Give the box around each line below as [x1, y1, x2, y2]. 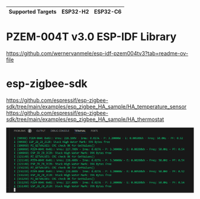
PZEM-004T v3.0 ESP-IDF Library [6, 30, 177, 43]
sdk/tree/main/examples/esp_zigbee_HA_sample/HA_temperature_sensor [6, 102, 187, 110]
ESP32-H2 [61, 8, 89, 15]
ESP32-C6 [94, 8, 122, 15]
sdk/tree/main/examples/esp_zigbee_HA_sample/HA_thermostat [6, 116, 164, 123]
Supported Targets [8, 8, 57, 15]
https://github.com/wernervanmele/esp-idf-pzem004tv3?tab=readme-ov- [6, 49, 189, 57]
